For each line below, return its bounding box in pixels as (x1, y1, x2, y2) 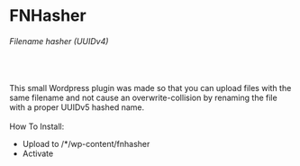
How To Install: (9, 121, 65, 132)
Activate (22, 148, 54, 159)
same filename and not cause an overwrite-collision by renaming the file (9, 92, 277, 104)
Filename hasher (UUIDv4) (9, 35, 109, 46)
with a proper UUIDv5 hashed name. (9, 102, 145, 113)
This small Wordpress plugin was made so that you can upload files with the (9, 83, 292, 94)
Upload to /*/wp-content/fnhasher (22, 139, 150, 150)
